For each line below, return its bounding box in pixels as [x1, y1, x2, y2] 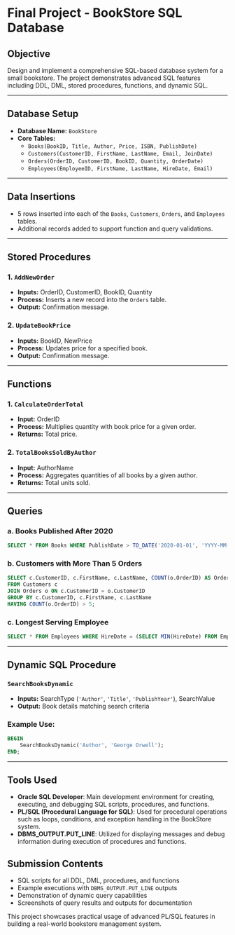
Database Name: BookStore [17, 126, 97, 135]
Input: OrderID [17, 415, 60, 423]
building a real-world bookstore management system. [7, 920, 162, 928]
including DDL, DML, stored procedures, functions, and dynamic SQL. [7, 81, 208, 89]
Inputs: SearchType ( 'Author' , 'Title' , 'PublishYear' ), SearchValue [17, 694, 215, 702]
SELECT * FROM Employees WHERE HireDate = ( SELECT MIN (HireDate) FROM [7, 633, 218, 641]
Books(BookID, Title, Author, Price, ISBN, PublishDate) [27, 142, 198, 150]
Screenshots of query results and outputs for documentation [17, 899, 192, 907]
